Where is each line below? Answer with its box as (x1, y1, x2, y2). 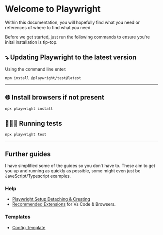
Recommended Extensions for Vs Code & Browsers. (12, 201, 116, 207)
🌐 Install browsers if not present (5, 93, 104, 101)
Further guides (5, 150, 51, 158)
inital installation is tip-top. (5, 39, 58, 45)
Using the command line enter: (5, 66, 67, 72)
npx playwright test (5, 132, 47, 137)
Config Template (12, 224, 46, 230)
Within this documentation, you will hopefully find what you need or (5, 19, 140, 25)
